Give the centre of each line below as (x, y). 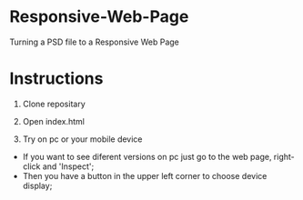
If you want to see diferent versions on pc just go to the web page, (147, 156)
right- (284, 156)
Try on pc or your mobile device (82, 139)
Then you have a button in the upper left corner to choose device (145, 175)
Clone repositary (54, 104)
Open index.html (53, 121)
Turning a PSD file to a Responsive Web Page (95, 42)
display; (37, 185)
